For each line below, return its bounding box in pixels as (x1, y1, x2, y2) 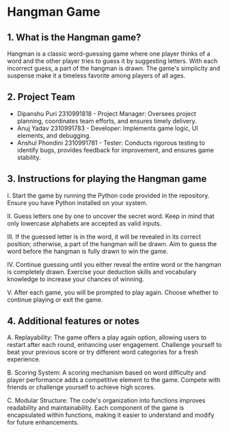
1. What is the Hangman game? (7, 32, 142, 43)
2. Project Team (7, 91, 75, 103)
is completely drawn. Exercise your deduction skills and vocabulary (7, 267, 197, 276)
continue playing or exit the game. (7, 296, 103, 304)
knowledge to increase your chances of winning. (7, 275, 145, 283)
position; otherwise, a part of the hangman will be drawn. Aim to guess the (7, 239, 217, 248)
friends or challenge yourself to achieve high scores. (7, 383, 156, 392)
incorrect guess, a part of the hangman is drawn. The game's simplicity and (7, 64, 221, 72)
